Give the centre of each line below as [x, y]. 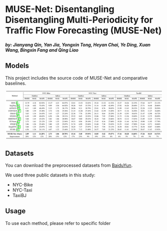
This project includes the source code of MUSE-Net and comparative [76, 78]
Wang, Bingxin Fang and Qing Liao [42, 50]
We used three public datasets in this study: [50, 175]
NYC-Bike [23, 184]
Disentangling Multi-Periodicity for [79, 20]
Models [17, 66]
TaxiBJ [19, 195]
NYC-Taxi [22, 190]
